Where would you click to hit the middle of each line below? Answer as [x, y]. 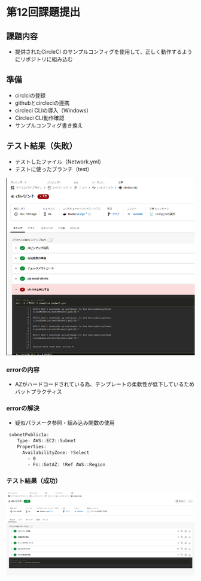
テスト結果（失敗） [42, 146]
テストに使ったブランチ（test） [54, 169]
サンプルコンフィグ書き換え [49, 125]
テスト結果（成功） [34, 480]
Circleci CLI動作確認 [39, 118]
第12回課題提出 [43, 12]
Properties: [32, 446]
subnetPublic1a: [29, 434]
